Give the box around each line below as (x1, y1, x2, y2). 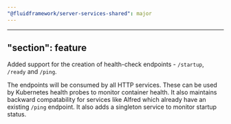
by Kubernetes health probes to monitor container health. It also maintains (7, 88, 217, 96)
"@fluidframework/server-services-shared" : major (7, 10, 153, 17)
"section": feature (7, 42, 87, 54)
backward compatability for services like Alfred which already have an (7, 96, 206, 104)
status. (7, 110, 27, 118)
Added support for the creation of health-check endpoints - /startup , (7, 60, 204, 69)
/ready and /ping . (7, 68, 57, 76)
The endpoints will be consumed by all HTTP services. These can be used (7, 81, 218, 90)
